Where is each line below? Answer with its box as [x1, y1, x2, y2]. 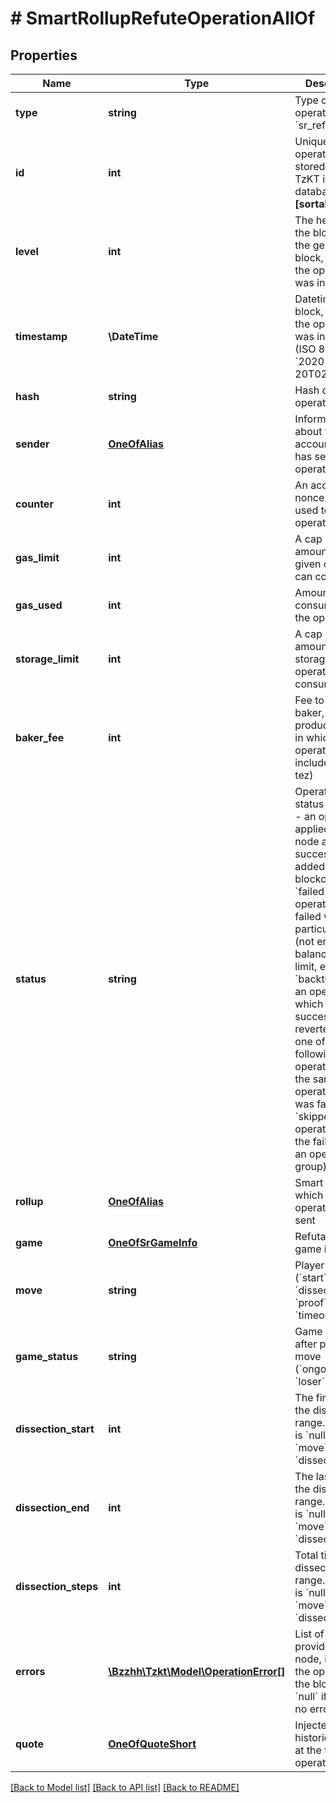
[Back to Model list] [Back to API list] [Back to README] [10, 1782, 240, 1793]
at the [294, 1743, 322, 1757]
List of [294, 1627, 325, 1641]
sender [15, 437, 50, 451]
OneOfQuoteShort [108, 1737, 197, 1751]
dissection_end [15, 1501, 90, 1514]
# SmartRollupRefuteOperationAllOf [10, 7, 316, 30]
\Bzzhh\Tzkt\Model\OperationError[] [108, 1665, 286, 1678]
